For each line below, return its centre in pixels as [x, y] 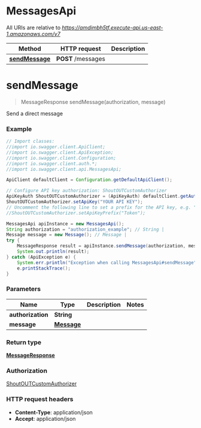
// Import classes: [31, 142]
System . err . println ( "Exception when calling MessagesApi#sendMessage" [107, 262]
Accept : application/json [45, 418]
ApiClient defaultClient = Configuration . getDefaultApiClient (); [89, 180]
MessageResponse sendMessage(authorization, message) [93, 102]
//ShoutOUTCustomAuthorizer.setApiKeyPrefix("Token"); [76, 213]
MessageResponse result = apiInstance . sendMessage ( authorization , [101, 246]
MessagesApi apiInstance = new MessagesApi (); [65, 224]
